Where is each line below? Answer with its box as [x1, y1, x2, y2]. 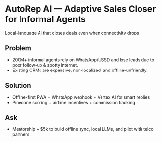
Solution [5, 81, 31, 89]
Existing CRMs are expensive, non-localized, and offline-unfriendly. [12, 67, 148, 73]
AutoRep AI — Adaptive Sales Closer [5, 3, 156, 15]
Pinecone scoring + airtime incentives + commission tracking [12, 99, 136, 105]
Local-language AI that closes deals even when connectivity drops [5, 30, 139, 35]
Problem [5, 44, 32, 52]
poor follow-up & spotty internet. [12, 62, 78, 68]
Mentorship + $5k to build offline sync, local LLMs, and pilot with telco [12, 126, 154, 132]
